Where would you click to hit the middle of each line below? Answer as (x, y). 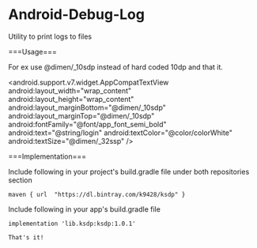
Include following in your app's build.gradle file (84, 209)
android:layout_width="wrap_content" (70, 90)
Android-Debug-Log (76, 15)
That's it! (26, 237)
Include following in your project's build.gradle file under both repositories (129, 171)
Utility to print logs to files (50, 36)
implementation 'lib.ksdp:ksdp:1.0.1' (72, 224)
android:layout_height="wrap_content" (71, 99)
